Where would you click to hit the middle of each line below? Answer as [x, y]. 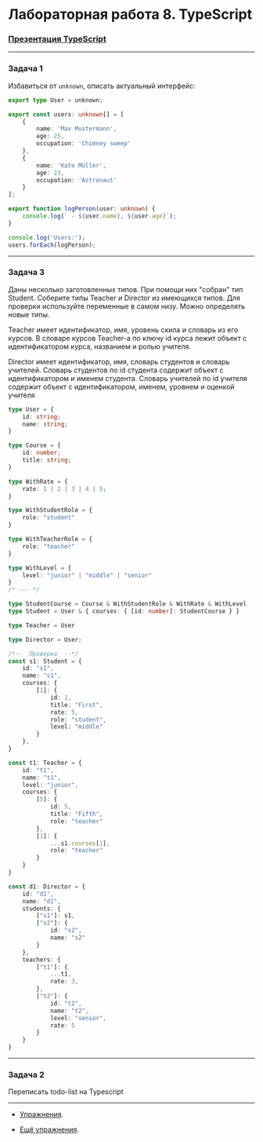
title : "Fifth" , [76, 814]
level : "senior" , [78, 1018]
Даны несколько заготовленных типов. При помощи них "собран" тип [126, 289]
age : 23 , [50, 173]
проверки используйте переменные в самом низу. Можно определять [126, 306]
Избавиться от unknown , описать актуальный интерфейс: [102, 86]
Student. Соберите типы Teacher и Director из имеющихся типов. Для [124, 298]
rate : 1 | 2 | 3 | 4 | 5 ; [65, 489]
